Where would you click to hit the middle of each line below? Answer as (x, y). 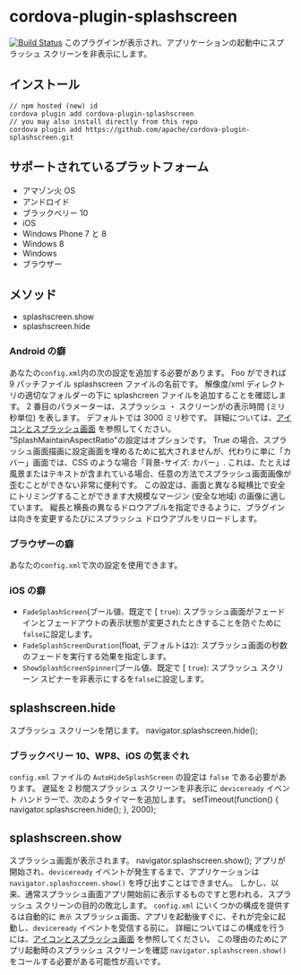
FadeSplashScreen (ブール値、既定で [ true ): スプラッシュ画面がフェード (154, 612)
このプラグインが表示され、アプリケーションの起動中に (166, 42)
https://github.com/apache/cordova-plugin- (168, 129)
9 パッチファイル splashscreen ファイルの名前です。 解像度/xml (127, 384)
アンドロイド (46, 201)
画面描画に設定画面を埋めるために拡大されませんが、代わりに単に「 (158, 451)
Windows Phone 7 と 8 (64, 233)
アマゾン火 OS (49, 190)
